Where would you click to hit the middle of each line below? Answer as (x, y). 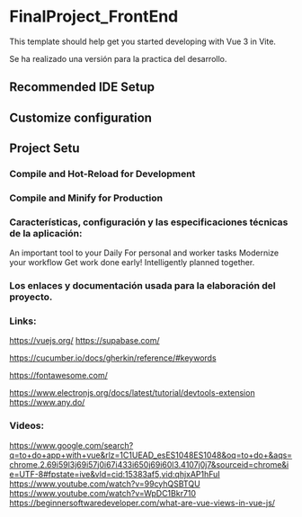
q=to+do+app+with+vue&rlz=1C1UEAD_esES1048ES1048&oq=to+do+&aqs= (151, 455)
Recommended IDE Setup (82, 87)
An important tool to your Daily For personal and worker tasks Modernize (144, 253)
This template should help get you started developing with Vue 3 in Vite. (143, 41)
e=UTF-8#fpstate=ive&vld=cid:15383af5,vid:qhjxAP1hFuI (115, 474)
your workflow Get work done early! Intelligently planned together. (132, 263)
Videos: (27, 426)
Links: (23, 321)
